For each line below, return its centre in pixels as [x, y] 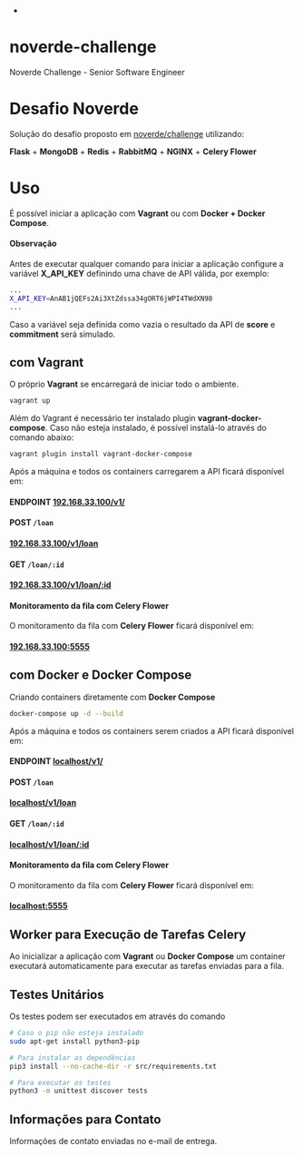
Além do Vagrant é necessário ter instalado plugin [103, 418]
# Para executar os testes [60, 1082]
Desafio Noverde [74, 109]
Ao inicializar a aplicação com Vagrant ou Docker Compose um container [147, 956]
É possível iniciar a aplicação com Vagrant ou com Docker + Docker [137, 213]
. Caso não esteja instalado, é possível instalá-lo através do [156, 428]
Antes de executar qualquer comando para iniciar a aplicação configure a [147, 264]
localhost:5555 [39, 906]
